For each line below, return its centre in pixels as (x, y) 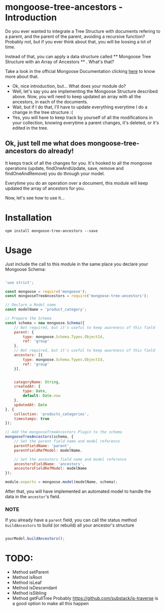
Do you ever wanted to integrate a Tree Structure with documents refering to (83, 31)
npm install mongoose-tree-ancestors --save (51, 231)
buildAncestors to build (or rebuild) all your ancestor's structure (70, 525)
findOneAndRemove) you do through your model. (55, 173)
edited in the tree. (30, 128)
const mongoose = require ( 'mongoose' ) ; (46, 291)
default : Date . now (42, 396)
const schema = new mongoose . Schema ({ (45, 323)
